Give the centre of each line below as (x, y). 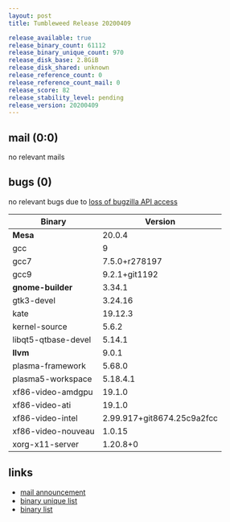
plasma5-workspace (52, 379)
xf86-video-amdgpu (53, 392)
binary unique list (49, 500)
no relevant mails (37, 157)
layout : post (30, 16)
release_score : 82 (39, 90)
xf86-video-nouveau (53, 431)
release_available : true (50, 38)
